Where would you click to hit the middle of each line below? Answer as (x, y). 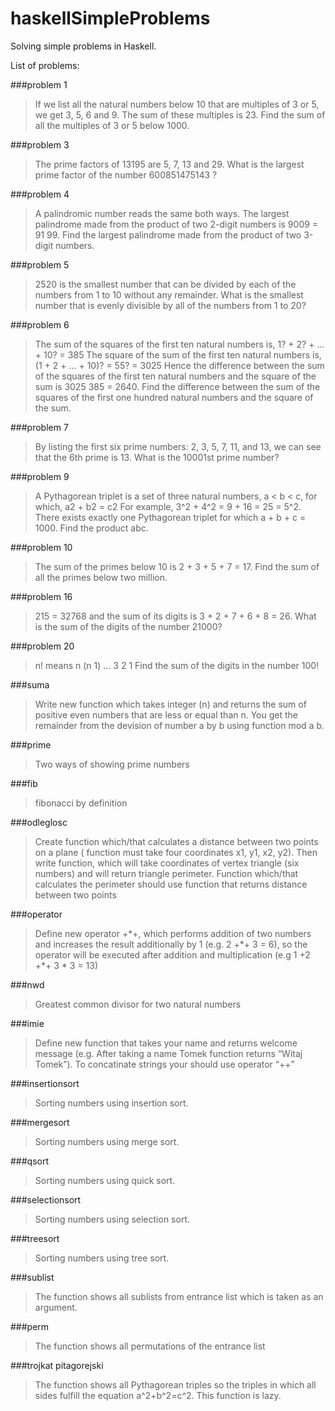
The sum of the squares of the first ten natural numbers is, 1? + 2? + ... (179, 344)
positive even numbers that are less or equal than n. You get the (166, 714)
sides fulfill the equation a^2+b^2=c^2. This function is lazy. (158, 1395)
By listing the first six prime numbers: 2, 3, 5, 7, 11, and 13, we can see (178, 446)
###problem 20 (42, 646)
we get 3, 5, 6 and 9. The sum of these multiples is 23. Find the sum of (180, 114)
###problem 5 (40, 264)
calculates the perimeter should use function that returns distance (171, 884)
